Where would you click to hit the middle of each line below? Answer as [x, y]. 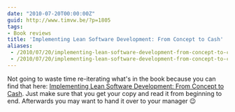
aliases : [20, 46]
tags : [15, 26]
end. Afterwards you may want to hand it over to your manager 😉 [102, 101]
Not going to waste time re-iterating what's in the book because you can [112, 79]
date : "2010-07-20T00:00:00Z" [51, 14]
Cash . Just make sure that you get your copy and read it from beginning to [115, 93]
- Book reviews [29, 33]
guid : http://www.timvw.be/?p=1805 [59, 20]
